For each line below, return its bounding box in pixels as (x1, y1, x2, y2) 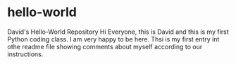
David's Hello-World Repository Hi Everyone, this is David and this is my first (7, 27, 229, 36)
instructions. (7, 50, 44, 58)
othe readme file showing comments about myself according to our (7, 42, 203, 51)
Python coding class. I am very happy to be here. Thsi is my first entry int (7, 34, 220, 43)
